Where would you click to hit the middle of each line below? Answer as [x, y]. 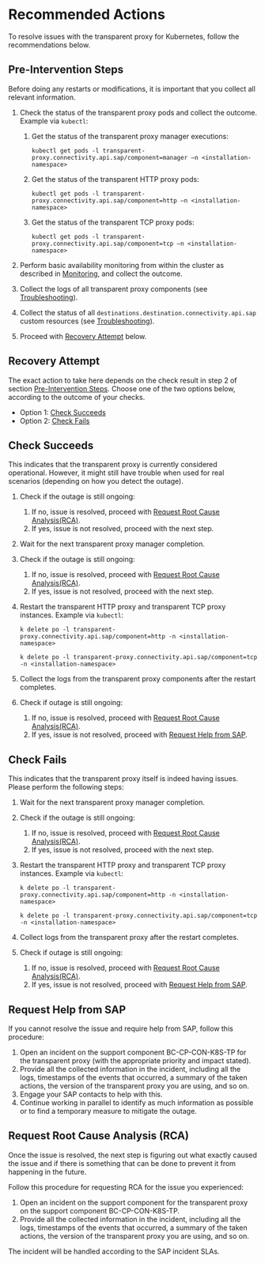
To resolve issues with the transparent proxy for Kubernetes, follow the [124, 36]
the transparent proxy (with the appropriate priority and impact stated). [135, 1060]
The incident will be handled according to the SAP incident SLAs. [114, 1251]
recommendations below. [49, 44]
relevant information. [42, 97]
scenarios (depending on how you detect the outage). [96, 481]
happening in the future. [47, 1172]
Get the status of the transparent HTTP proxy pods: [115, 179]
